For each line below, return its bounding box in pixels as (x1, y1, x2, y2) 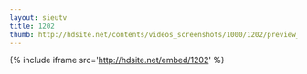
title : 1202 (9, 22, 55, 31)
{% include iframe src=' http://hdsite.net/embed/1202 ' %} (9, 55, 226, 66)
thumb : (9, 30, 35, 39)
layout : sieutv (9, 13, 68, 23)
